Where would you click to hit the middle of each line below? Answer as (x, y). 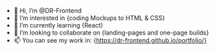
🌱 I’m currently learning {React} (58, 25)
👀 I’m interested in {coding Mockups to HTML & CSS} (89, 18)
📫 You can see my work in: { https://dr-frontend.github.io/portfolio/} (110, 40)
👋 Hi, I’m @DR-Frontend (48, 11)
